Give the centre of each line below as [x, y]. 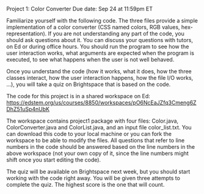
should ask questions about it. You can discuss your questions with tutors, [100, 40]
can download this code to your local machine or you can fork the [89, 134]
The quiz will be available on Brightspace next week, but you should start [98, 171]
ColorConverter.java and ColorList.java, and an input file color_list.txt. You [99, 127]
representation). [27, 34]
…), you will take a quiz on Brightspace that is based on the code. [89, 84]
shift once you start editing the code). [54, 160]
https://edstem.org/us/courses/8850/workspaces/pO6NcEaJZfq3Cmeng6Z [101, 102]
